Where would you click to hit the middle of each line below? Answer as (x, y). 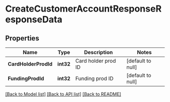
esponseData (34, 19)
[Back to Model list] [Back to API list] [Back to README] (63, 94)
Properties (22, 38)
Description (98, 52)
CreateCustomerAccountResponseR (83, 9)
